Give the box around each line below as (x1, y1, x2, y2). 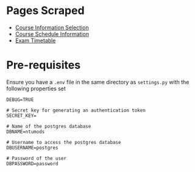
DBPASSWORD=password (6, 160, 59, 167)
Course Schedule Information (15, 30, 90, 37)
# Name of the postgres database (6, 123, 91, 129)
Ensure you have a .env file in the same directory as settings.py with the (6, 78, 190, 85)
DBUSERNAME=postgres (6, 145, 59, 151)
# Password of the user (6, 155, 67, 162)
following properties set (6, 85, 66, 92)
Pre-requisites (6, 59, 81, 72)
